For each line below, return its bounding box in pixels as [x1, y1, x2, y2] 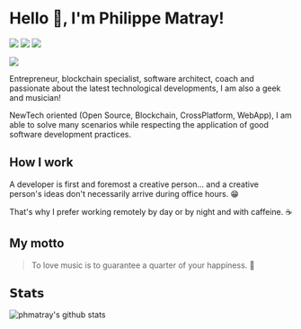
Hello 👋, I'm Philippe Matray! [9, 8, 225, 29]
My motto [9, 236, 65, 251]
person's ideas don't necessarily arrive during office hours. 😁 [9, 188, 240, 199]
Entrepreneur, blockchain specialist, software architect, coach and [9, 73, 254, 84]
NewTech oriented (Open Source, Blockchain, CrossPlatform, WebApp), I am [9, 110, 292, 120]
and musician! [9, 92, 61, 102]
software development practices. [9, 129, 132, 139]
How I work [9, 155, 74, 170]
